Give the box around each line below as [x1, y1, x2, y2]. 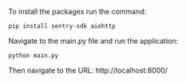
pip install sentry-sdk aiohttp [8, 22, 116, 30]
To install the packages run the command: [8, 7, 147, 16]
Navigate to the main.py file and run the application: [8, 36, 178, 45]
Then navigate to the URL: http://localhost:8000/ [8, 65, 168, 75]
